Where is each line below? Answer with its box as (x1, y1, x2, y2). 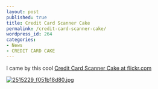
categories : (6, 37, 36, 43)
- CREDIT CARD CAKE (6, 48, 55, 54)
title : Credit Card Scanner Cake (6, 20, 90, 26)
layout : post (6, 8, 39, 15)
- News (6, 43, 23, 49)
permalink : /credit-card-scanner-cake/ (6, 25, 107, 32)
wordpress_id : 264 (6, 31, 52, 37)
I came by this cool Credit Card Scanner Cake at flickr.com (6, 64, 152, 72)
